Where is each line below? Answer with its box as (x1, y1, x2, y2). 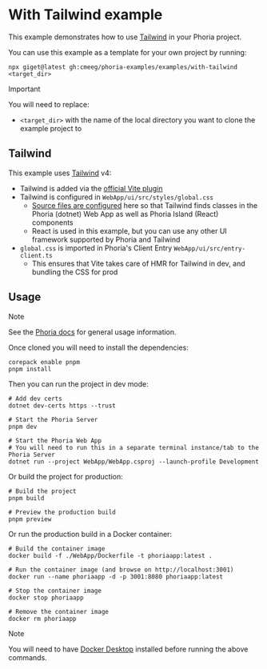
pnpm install (8, 365, 52, 373)
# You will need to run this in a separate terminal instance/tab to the (8, 443, 260, 451)
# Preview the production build (8, 508, 116, 516)
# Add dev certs (8, 395, 62, 403)
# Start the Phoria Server (8, 415, 98, 423)
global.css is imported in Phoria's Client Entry (19, 242, 173, 253)
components (31, 218, 74, 227)
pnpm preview (8, 515, 52, 523)
